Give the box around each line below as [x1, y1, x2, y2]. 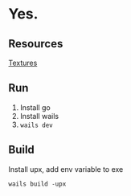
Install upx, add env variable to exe [8, 164, 124, 174]
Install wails [19, 111, 59, 120]
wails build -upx [8, 180, 67, 188]
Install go [19, 102, 51, 112]
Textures [8, 58, 38, 67]
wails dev [19, 121, 54, 129]
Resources [8, 37, 63, 51]
